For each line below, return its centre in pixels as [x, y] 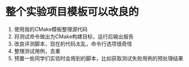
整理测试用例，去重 [37, 51]
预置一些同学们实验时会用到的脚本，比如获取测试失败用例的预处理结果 [99, 58]
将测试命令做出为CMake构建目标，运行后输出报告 [74, 36]
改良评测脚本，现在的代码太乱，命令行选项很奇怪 [73, 44]
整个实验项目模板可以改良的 [72, 12]
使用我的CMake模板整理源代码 [51, 29]
